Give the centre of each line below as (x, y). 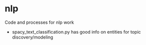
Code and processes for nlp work (39, 22)
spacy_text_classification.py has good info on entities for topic (77, 32)
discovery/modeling (32, 37)
